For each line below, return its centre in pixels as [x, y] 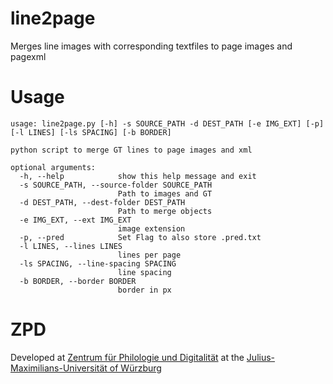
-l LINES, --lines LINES [71, 246]
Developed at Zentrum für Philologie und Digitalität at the [127, 357]
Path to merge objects [165, 211]
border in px [144, 290]
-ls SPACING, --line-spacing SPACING [98, 263]
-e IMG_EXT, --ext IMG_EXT [75, 220]
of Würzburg [135, 368]
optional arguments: [53, 167]
